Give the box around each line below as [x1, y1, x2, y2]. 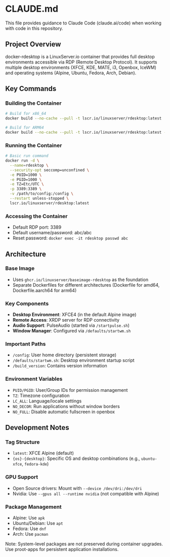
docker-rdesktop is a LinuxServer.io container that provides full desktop [5, 53, 155, 59]
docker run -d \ [5, 158, 39, 163]
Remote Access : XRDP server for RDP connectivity [12, 317, 120, 323]
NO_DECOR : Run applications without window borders [12, 403, 120, 409]
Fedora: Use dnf [12, 525, 47, 532]
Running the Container [5, 142, 62, 149]
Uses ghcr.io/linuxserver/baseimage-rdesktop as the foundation [12, 276, 149, 283]
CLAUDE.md [5, 3, 59, 15]
